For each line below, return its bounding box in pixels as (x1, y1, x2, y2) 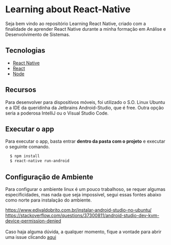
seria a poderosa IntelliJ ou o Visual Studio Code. (5, 110, 109, 116)
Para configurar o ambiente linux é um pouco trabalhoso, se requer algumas (5, 186, 166, 192)
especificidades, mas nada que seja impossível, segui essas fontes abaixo (5, 191, 162, 197)
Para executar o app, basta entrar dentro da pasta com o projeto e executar (5, 138, 166, 144)
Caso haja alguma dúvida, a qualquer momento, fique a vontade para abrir (5, 229, 162, 235)
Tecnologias (5, 46, 45, 55)
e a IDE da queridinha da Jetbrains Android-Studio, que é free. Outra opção (5, 104, 164, 110)
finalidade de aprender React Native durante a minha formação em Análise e (5, 26, 166, 32)
